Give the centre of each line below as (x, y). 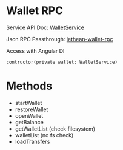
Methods (29, 86)
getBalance (29, 122)
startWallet (28, 103)
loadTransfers (32, 141)
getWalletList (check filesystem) (55, 129)
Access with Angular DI (35, 51)
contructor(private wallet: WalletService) (62, 62)
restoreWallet (32, 109)
